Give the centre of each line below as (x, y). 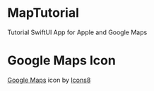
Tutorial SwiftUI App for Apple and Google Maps (77, 32)
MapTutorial (43, 13)
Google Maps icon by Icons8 (49, 80)
